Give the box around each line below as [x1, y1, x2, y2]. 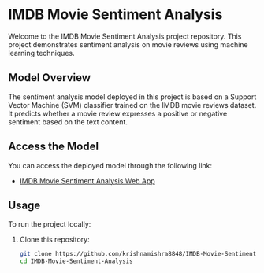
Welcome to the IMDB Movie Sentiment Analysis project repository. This [8, 31, 242, 41]
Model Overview [8, 71, 91, 84]
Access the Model [8, 140, 99, 153]
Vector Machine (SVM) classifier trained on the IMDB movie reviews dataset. [8, 100, 257, 109]
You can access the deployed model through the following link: [8, 160, 213, 170]
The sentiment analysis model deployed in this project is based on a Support [8, 92, 257, 101]
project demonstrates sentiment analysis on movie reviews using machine [8, 39, 248, 49]
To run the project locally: [8, 220, 91, 229]
